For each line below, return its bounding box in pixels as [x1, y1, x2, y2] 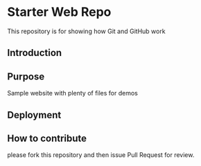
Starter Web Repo [7, 4, 112, 20]
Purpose [7, 71, 45, 82]
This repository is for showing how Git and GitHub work [7, 27, 166, 35]
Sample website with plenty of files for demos [7, 89, 139, 98]
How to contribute [7, 132, 87, 144]
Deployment [7, 109, 62, 121]
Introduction [7, 47, 62, 59]
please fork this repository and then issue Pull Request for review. [7, 151, 195, 159]
